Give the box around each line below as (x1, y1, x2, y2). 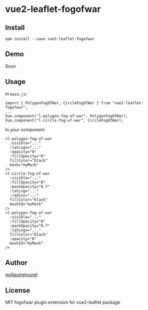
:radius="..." (9, 193, 39, 198)
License (5, 286, 30, 295)
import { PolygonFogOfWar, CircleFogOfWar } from (5, 101, 111, 105)
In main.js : (5, 91, 27, 97)
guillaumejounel (5, 272, 38, 278)
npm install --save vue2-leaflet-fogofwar (5, 36, 95, 41)
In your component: (5, 126, 46, 132)
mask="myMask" (9, 162, 39, 167)
